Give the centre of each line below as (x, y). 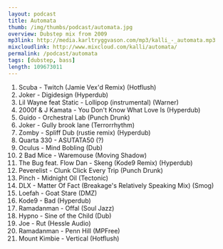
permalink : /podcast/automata (53, 54)
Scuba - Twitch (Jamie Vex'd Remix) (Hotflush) (87, 87)
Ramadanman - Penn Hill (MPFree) (69, 231)
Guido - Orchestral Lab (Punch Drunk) (74, 117)
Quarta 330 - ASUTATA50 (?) (61, 140)
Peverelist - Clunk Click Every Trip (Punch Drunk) (90, 170)
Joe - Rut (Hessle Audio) (55, 223)
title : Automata (32, 21)
